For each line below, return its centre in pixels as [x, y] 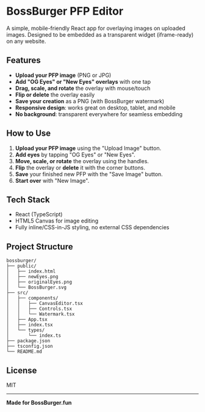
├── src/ [17, 293]
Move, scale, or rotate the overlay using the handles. [82, 161]
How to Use [29, 134]
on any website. [26, 41]
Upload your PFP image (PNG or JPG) [63, 75]
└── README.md [24, 352]
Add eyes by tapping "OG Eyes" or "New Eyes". [75, 155]
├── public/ [21, 266]
